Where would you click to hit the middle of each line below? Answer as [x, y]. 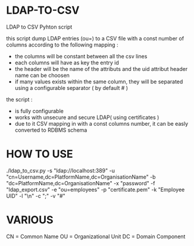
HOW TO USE [40, 154]
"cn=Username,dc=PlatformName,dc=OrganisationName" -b [81, 177]
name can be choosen [42, 75]
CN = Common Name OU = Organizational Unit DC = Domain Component [96, 236]
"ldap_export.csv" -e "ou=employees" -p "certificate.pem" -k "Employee [96, 189]
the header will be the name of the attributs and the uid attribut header [101, 68]
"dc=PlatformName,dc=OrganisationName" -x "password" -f [81, 183]
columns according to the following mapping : [62, 45]
